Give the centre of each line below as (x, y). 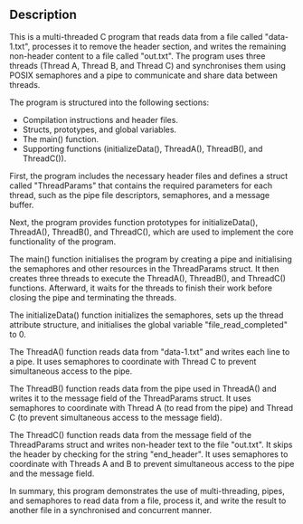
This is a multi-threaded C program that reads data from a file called (136, 36)
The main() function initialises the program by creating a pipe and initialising (151, 259)
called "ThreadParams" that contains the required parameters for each (141, 186)
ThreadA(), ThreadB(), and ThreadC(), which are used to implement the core (151, 232)
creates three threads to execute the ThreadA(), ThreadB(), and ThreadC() (148, 278)
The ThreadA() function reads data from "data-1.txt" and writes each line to (150, 351)
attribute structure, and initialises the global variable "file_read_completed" (148, 324)
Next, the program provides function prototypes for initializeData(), (134, 222)
